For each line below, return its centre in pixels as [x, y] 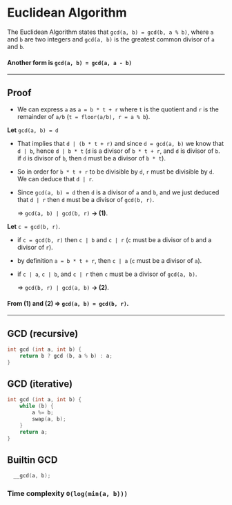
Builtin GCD [32, 460]
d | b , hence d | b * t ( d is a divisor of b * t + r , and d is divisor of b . [119, 151]
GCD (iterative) [40, 384]
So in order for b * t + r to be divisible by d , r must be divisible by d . [116, 172]
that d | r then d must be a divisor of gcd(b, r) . [86, 199]
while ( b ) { [37, 406]
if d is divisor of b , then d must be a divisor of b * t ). [91, 158]
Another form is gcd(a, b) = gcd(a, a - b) [70, 62]
